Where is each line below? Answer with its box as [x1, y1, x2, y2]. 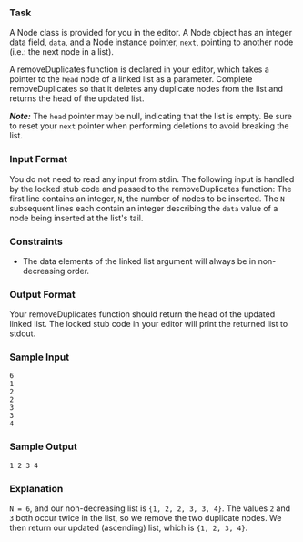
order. [66, 265, 89, 276]
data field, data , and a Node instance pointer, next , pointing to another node [9, 36, 294, 47]
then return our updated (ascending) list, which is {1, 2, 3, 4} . [9, 522, 248, 534]
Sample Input [9, 351, 70, 363]
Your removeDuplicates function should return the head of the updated [9, 309, 276, 320]
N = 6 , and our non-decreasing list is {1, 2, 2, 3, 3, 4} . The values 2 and [9, 503, 291, 514]
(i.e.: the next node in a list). [9, 46, 114, 57]
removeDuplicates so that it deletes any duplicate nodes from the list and [9, 84, 284, 95]
